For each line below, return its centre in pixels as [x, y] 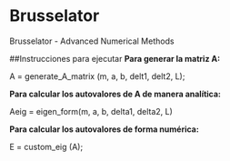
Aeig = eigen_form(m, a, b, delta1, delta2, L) [91, 111]
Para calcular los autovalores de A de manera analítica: [115, 94]
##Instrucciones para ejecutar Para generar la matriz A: [115, 58]
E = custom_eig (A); [46, 146]
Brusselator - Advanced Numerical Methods [92, 41]
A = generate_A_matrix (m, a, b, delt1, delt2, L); [97, 76]
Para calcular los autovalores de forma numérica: [105, 129]
